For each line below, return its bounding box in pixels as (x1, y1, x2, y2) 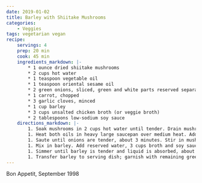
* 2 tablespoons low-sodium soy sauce (28, 115, 125, 121)
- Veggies (17, 25, 42, 32)
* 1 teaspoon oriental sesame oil (28, 82, 114, 88)
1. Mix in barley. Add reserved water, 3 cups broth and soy (28, 142, 185, 149)
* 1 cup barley (28, 103, 66, 110)
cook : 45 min (17, 53, 50, 59)
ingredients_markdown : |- (17, 59, 82, 65)
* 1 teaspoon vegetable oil (28, 76, 98, 82)
